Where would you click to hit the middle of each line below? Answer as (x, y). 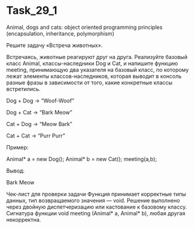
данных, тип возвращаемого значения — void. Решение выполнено (93, 200)
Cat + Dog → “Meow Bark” (39, 124)
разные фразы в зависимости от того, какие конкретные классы (89, 83)
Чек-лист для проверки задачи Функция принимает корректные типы (96, 194)
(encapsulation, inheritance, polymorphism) (60, 33)
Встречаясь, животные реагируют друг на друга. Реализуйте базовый (97, 57)
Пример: (17, 147)
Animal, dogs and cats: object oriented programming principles (84, 27)
